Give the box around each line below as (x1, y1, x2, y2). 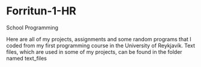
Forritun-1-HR (6, 4, 77, 18)
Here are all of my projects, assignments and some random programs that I (6, 35, 192, 42)
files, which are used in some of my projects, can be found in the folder (6, 48, 182, 55)
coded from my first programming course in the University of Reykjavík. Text (6, 42, 196, 49)
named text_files (6, 54, 47, 62)
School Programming (6, 24, 59, 31)
